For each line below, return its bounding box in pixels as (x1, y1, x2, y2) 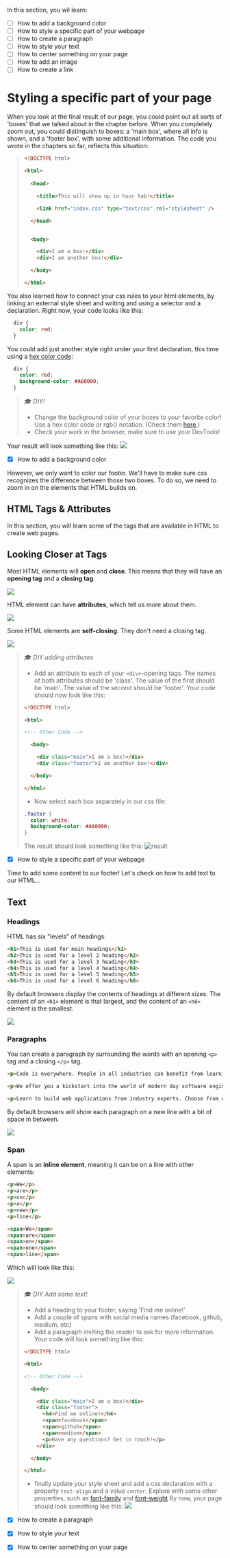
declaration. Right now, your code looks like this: (7, 306, 144, 314)
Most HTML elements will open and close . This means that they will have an (7, 567, 222, 575)
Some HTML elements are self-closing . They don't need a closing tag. (7, 626, 207, 635)
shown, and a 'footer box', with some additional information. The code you (7, 134, 217, 143)
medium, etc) (34, 1321, 72, 1329)
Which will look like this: (7, 1264, 75, 1272)
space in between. (7, 1115, 60, 1124)
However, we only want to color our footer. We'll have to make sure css (7, 469, 207, 477)
